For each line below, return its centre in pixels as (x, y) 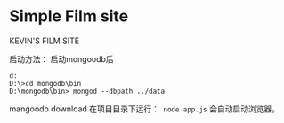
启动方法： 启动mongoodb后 (61, 58)
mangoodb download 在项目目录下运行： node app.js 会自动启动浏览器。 (145, 109)
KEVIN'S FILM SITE (45, 41)
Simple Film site (69, 16)
